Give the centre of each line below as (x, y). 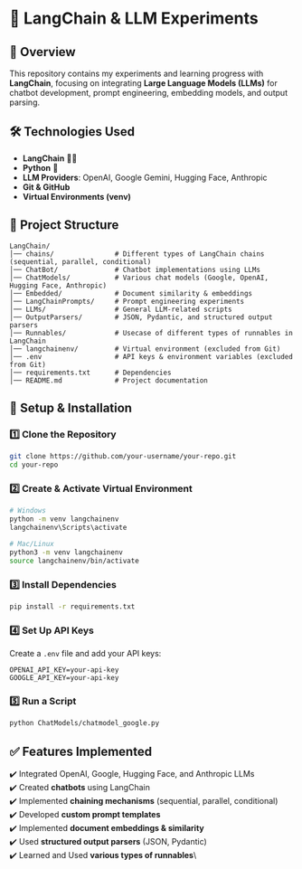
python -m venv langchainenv (64, 519)
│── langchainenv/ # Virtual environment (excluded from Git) (145, 349)
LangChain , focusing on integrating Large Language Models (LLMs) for (143, 83)
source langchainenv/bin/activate (75, 561)
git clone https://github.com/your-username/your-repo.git (123, 457)
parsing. (25, 102)
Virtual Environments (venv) (76, 196)
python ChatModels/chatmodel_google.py (85, 723)
